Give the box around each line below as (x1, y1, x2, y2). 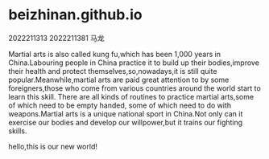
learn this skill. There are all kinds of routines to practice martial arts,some (8, 92, 255, 101)
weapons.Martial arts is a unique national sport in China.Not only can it (8, 108, 243, 118)
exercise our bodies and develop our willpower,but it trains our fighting (8, 117, 243, 127)
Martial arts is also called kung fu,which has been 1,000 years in (8, 49, 221, 59)
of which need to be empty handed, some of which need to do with (8, 100, 232, 110)
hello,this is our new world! (8, 141, 98, 151)
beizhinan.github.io (8, 6, 143, 24)
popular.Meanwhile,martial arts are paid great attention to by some (8, 75, 230, 84)
